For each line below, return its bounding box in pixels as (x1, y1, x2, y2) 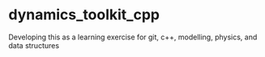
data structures (8, 40, 59, 50)
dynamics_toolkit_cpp (8, 6, 160, 24)
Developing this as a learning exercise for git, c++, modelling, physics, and (8, 32, 258, 42)
